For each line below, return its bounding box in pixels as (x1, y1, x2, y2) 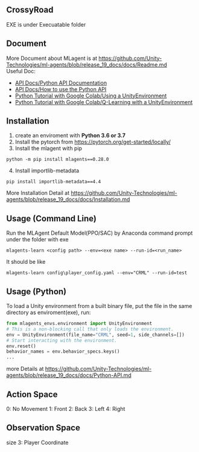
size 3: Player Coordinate (6, 439, 69, 446)
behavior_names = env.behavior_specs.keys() (6, 349, 120, 355)
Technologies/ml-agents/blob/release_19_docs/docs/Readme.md (6, 61, 168, 68)
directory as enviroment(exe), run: (6, 309, 91, 316)
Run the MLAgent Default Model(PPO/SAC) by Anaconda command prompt (6, 229, 193, 237)
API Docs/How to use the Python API (14, 85, 107, 93)
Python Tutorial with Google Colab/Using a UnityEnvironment (14, 92, 167, 99)
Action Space (6, 389, 58, 399)
